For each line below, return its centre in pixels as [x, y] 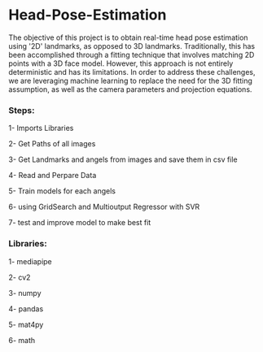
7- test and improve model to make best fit [80, 223]
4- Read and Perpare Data [53, 176]
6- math [22, 340]
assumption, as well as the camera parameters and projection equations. [130, 89]
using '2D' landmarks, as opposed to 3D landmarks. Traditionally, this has [131, 46]
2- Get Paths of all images [52, 144]
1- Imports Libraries [41, 128]
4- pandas [26, 309]
